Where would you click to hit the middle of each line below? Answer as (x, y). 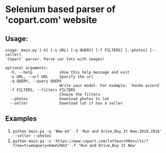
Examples (21, 119)
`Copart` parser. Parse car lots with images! (55, 59)
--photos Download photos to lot (60, 99)
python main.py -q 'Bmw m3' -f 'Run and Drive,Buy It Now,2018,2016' (87, 131)
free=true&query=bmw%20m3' (41, 145)
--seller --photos (32, 136)
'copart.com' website (51, 20)
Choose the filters (80, 94)
